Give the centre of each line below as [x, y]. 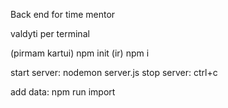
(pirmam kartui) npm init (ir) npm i [80, 53]
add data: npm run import [63, 92]
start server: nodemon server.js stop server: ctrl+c [114, 72]
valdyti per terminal [50, 33]
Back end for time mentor [63, 14]
